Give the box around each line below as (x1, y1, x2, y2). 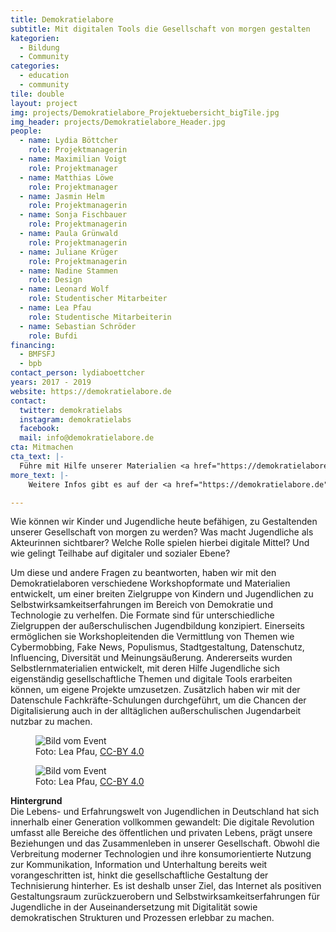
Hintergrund (10, 795, 63, 807)
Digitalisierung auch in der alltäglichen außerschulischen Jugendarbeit (10, 705, 302, 717)
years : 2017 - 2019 (10, 377, 92, 387)
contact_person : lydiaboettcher (10, 368, 145, 378)
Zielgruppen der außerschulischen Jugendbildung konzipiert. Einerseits (10, 620, 305, 632)
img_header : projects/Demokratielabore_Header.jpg (10, 117, 226, 127)
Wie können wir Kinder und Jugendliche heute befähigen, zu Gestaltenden (10, 516, 318, 528)
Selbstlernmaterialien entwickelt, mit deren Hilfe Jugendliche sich (10, 662, 281, 675)
